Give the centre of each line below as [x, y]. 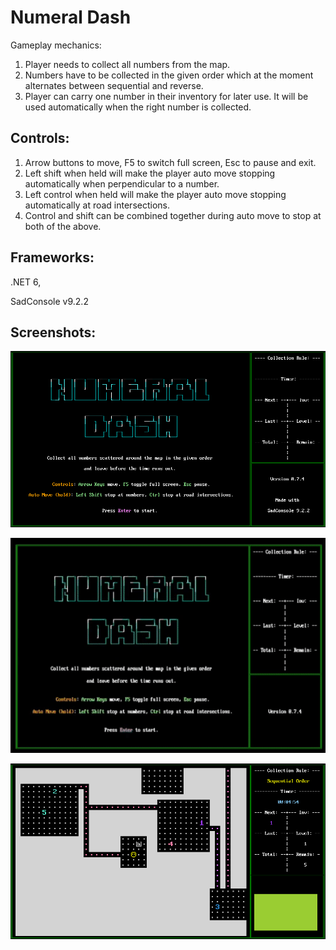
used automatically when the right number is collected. [138, 107]
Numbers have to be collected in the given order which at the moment [169, 75]
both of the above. [63, 226]
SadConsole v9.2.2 [49, 301]
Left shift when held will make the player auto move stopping [150, 173]
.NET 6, [26, 282]
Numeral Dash [71, 17]
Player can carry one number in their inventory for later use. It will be [166, 96]
